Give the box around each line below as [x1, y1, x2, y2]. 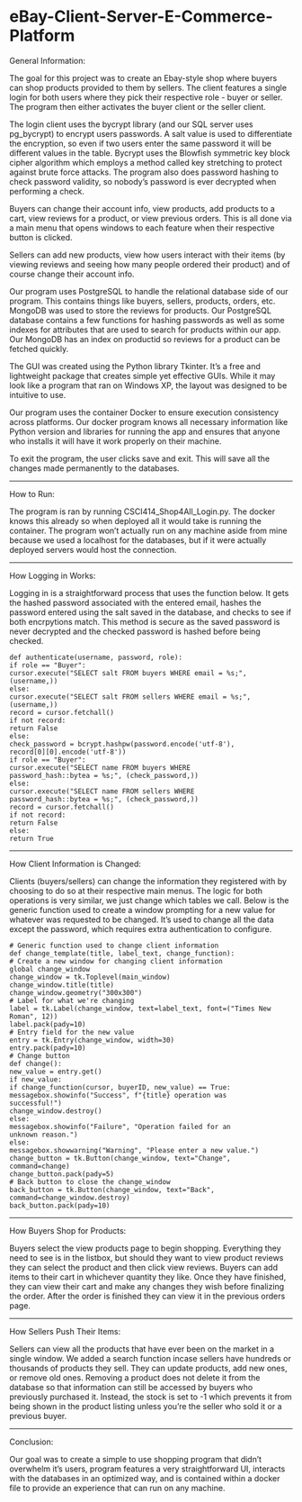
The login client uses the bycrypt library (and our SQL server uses [9, 119, 253, 130]
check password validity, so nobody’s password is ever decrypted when [9, 176, 277, 186]
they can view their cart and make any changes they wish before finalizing [9, 1280, 285, 1291]
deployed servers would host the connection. [9, 544, 177, 555]
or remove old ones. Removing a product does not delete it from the [9, 1371, 261, 1383]
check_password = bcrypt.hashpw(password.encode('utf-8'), [9, 739, 235, 748]
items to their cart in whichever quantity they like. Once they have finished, [9, 1271, 287, 1282]
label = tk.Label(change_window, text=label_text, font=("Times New [9, 1004, 271, 1013]
